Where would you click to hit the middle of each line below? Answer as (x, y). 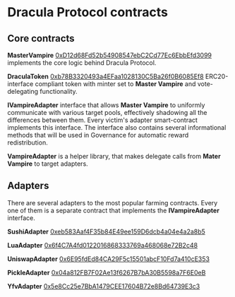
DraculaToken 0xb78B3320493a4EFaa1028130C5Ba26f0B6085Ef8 (106, 76)
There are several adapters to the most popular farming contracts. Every (113, 202)
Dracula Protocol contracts (88, 12)
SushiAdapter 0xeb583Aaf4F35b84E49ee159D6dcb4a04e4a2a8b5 (107, 231)
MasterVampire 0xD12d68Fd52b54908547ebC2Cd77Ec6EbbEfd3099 (110, 55)
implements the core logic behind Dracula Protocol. (82, 63)
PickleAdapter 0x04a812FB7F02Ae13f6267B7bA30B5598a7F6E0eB (107, 272)
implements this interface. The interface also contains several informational (117, 127)
